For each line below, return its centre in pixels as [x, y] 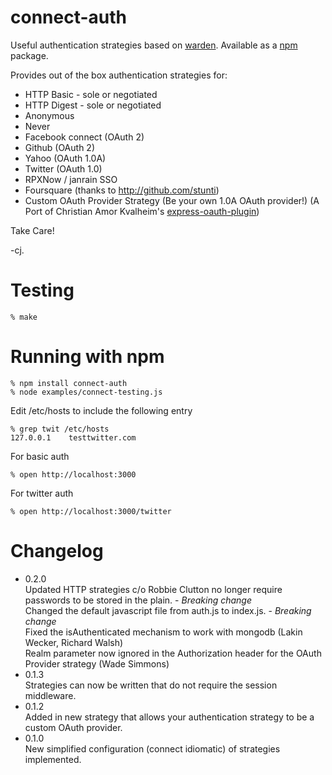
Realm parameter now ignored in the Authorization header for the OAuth [173, 653]
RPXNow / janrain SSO [71, 179]
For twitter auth [42, 493]
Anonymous [49, 115]
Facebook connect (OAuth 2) [84, 137]
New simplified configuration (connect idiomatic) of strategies [152, 748]
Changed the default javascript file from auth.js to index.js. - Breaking [168, 610]
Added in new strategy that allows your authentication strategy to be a [169, 717]
